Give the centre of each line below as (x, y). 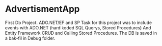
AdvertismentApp (42, 9)
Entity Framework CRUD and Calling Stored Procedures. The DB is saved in (81, 33)
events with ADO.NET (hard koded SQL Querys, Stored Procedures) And (78, 27)
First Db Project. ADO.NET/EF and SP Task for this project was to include (79, 23)
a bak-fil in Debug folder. (30, 38)
